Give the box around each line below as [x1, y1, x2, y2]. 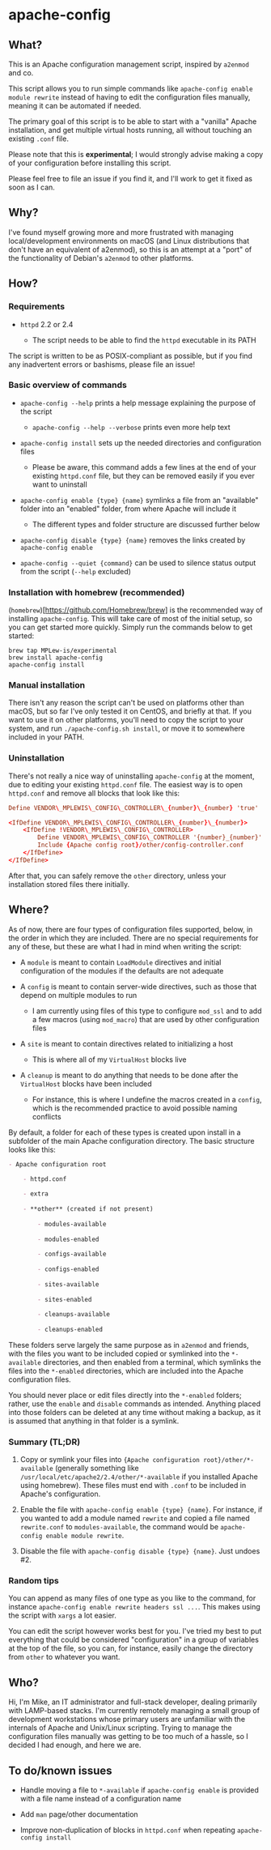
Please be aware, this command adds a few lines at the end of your [32, 462, 256, 471]
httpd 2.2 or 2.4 [19, 319, 74, 329]
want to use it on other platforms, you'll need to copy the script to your [8, 715, 244, 725]
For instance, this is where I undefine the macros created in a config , [32, 1094, 262, 1104]
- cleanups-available [37, 1311, 111, 1319]
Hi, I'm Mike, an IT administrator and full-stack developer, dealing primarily [8, 1697, 257, 1707]
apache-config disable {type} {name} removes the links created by [19, 535, 246, 544]
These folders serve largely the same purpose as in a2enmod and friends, [8, 1340, 249, 1349]
